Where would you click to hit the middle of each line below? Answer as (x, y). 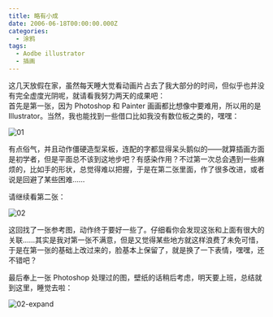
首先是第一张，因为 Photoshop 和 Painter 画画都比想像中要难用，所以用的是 (135, 106)
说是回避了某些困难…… (47, 179)
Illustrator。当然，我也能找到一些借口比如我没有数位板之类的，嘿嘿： (124, 115)
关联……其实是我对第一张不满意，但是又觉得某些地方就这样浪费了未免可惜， (136, 240)
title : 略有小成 (33, 16)
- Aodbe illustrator (50, 54)
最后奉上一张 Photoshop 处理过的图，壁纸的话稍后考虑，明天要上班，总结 (132, 277)
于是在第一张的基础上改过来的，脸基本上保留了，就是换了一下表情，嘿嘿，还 (136, 250)
